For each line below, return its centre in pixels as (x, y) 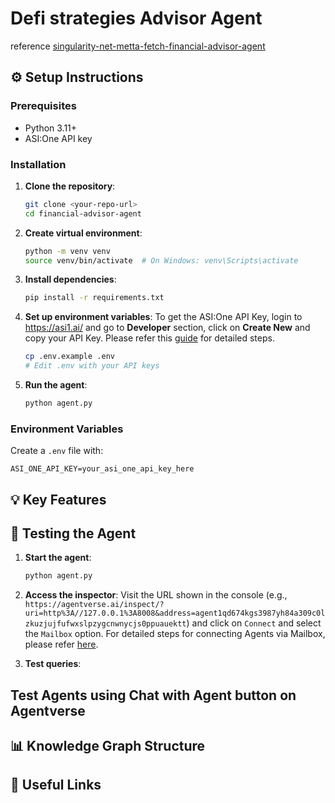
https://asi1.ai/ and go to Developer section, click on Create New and (167, 328)
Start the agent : (58, 558)
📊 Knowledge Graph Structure (108, 746)
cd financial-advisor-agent (83, 213)
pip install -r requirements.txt (94, 298)
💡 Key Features (58, 499)
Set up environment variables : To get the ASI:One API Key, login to (163, 317)
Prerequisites (43, 106)
